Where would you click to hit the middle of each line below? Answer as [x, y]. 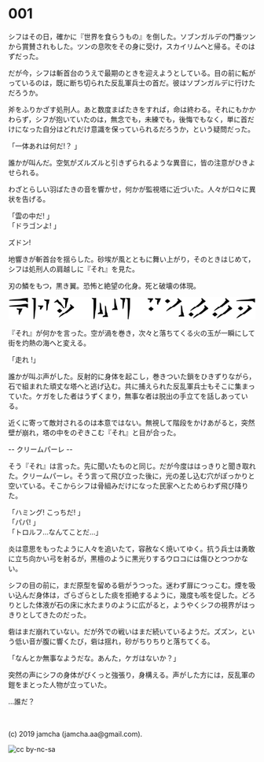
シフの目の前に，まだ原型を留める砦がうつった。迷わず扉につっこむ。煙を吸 [132, 585]
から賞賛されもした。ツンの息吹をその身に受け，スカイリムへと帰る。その [128, 46]
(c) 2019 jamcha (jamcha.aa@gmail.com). [75, 734]
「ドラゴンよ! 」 [34, 225]
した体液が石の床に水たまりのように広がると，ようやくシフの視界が [132, 605]
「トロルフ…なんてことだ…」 [55, 532]
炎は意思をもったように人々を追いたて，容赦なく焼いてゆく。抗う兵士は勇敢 [132, 549]
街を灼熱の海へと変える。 [49, 343]
